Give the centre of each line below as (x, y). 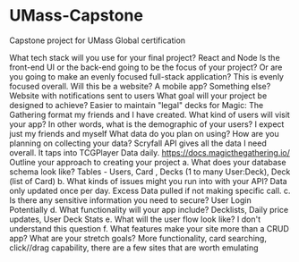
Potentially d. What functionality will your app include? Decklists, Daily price (149, 209)
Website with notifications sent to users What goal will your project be (138, 96)
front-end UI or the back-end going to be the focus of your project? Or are (146, 67)
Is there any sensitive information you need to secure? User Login (131, 200)
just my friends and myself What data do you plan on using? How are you (144, 133)
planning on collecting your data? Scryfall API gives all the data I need (138, 143)
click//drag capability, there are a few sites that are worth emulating (134, 248)
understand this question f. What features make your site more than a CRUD (149, 228)
